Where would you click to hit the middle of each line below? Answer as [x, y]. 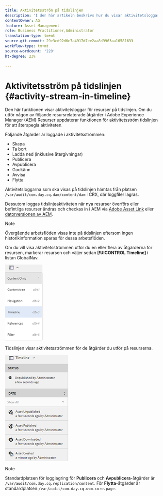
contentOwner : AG [23, 20]
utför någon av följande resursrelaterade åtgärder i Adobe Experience [74, 115]
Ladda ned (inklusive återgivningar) [48, 154]
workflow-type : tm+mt [27, 46]
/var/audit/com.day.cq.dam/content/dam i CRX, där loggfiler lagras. [72, 194]
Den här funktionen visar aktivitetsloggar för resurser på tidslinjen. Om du [78, 110]
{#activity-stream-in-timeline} [68, 96]
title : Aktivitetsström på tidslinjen [44, 10]
